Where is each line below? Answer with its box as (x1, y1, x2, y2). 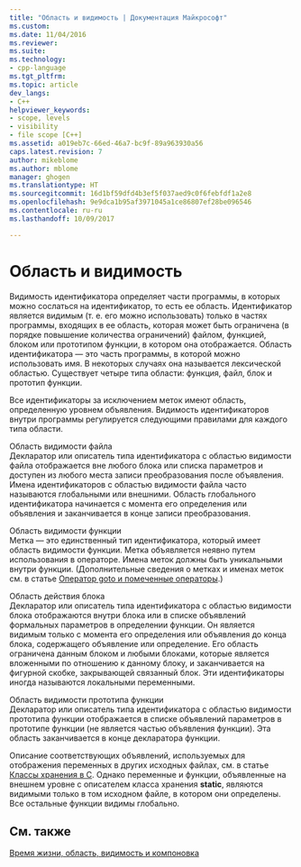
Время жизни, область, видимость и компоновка (9, 848, 200, 859)
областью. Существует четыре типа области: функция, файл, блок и (9, 367, 273, 379)
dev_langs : (9, 88, 50, 97)
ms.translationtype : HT (9, 181, 99, 190)
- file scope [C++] (9, 131, 83, 140)
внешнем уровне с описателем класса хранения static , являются (9, 779, 264, 789)
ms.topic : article (9, 80, 78, 89)
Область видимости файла (9, 441, 113, 452)
